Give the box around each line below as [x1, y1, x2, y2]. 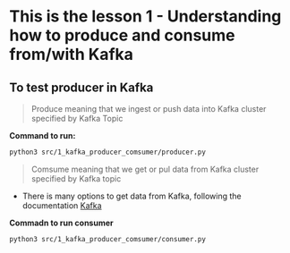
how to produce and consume [9, 25, 235, 46]
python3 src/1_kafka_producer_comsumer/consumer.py [9, 234, 206, 243]
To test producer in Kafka [9, 80, 154, 95]
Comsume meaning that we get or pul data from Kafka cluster [30, 164, 260, 174]
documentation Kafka [21, 199, 102, 211]
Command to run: [9, 131, 76, 140]
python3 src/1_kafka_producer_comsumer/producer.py [9, 148, 206, 156]
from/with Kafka [9, 45, 134, 64]
